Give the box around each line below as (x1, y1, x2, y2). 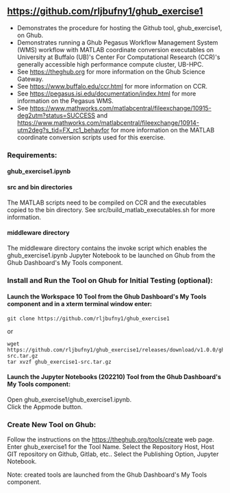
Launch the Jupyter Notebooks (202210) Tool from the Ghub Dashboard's (7, 373, 221, 381)
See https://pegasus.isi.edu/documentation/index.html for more (16, 89, 196, 98)
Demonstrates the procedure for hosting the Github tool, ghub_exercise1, (16, 23, 222, 32)
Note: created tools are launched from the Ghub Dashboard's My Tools (7, 470, 207, 479)
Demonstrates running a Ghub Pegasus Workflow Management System (16, 38, 218, 47)
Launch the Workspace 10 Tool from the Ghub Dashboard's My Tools (7, 293, 207, 301)
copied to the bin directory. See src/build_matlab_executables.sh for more (7, 205, 216, 214)
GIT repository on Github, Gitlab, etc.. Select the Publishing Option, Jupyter (7, 450, 219, 459)
